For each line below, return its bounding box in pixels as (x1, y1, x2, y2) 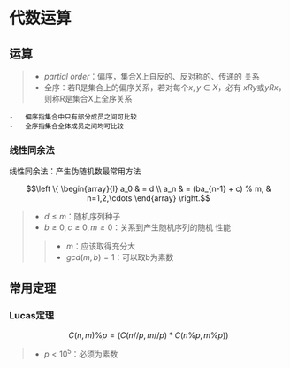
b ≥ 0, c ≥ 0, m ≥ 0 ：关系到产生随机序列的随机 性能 (43, 222, 232, 233)
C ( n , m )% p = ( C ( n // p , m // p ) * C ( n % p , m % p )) (68, 329, 229, 341)
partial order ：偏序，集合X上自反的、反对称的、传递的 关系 (43, 72, 261, 81)
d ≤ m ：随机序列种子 (43, 211, 121, 222)
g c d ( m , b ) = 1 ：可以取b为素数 (65, 252, 174, 263)
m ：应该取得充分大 (65, 241, 135, 252)
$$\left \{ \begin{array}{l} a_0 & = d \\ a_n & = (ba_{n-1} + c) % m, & (26, 183, 271, 195)
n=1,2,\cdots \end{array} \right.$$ (87, 193, 210, 203)
